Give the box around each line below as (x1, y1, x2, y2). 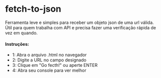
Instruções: (5, 41, 29, 47)
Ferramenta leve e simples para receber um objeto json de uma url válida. (5, 19, 154, 25)
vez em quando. (5, 30, 38, 36)
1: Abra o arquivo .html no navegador (12, 52, 87, 58)
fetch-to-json (5, 3, 61, 15)
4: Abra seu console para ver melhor (12, 67, 87, 74)
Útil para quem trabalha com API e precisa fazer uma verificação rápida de (5, 24, 156, 30)
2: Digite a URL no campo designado (12, 57, 87, 63)
